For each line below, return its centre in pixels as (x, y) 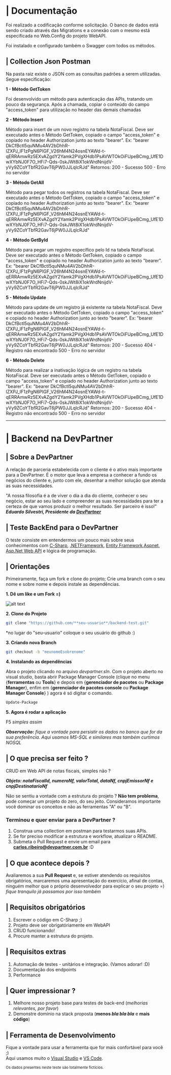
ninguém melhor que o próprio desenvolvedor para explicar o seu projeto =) (85, 886)
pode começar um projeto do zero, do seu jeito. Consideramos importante (83, 801)
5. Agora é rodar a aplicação (36, 712)
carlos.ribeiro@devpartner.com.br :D (53, 847)
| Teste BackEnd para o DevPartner (62, 528)
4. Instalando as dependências (39, 662)
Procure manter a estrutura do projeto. (53, 936)
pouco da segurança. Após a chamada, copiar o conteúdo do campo (78, 104)
